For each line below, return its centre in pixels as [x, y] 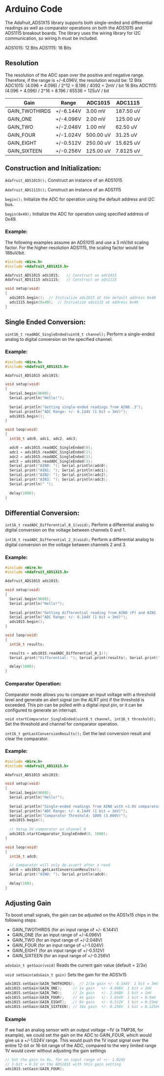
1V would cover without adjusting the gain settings [56, 1051]
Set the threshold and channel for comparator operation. [62, 724]
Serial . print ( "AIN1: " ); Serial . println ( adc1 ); [59, 470]
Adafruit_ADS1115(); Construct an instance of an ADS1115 [63, 189]
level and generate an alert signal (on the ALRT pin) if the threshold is [75, 699]
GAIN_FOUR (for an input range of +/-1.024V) [58, 946]
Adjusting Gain [28, 903]
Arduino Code [34, 9]
